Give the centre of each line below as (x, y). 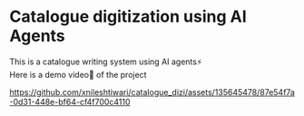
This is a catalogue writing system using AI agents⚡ (106, 62)
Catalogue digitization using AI (128, 17)
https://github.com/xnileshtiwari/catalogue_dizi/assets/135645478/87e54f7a (152, 92)
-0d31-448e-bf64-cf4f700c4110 (70, 101)
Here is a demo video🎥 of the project (78, 74)
